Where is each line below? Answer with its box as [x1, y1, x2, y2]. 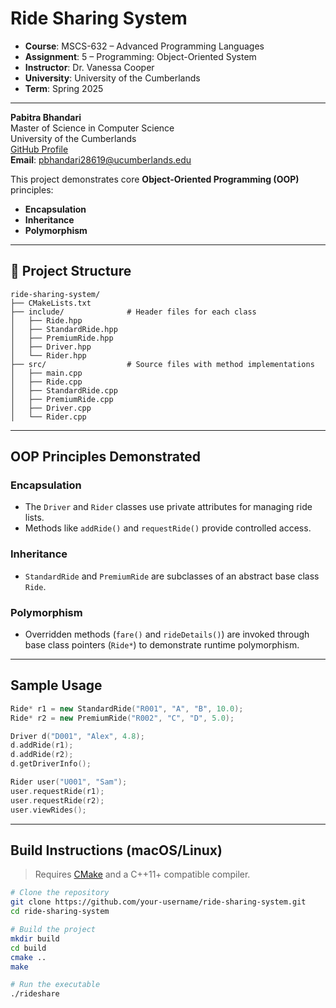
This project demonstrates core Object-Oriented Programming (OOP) [10, 173, 300, 185]
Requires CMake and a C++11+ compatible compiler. [34, 868, 251, 881]
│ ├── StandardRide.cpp [10, 385, 118, 396]
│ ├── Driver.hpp [10, 342, 92, 352]
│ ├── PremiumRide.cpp [10, 394, 114, 404]
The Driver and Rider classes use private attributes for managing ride [24, 501, 313, 513]
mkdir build [10, 933, 60, 944]
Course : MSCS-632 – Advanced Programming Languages [24, 40, 265, 52]
